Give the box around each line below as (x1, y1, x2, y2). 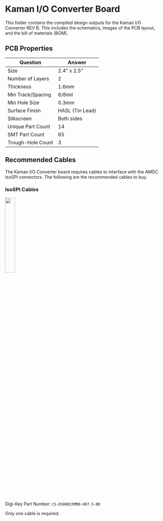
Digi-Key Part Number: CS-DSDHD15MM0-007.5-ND (5, 501, 101, 507)
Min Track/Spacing (7, 91, 52, 98)
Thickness (7, 83, 32, 90)
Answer (68, 59, 87, 66)
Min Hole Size (7, 99, 40, 106)
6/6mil (58, 91, 73, 98)
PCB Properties (5, 44, 53, 53)
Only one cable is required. (5, 510, 60, 516)
